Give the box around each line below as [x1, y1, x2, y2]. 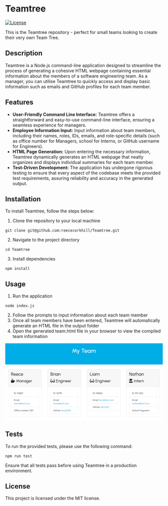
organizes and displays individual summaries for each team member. [12, 159, 154, 165]
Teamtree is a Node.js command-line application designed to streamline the [5, 62, 161, 68]
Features [5, 98, 33, 106]
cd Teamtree [5, 247, 30, 252]
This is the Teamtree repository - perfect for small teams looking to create [5, 29, 157, 35]
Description [5, 49, 42, 57]
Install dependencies [12, 256, 56, 262]
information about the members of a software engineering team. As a [5, 73, 147, 79]
